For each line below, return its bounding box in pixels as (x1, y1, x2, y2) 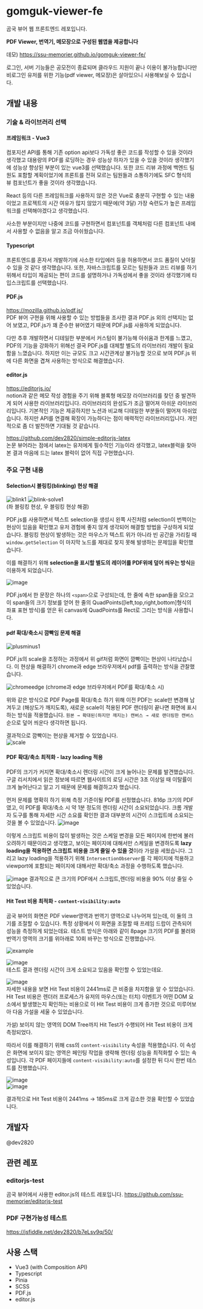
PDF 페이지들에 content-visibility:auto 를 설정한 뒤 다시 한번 (35, 1056, 186, 1063)
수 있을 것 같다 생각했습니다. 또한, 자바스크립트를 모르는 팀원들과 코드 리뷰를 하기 (6, 264, 197, 271)
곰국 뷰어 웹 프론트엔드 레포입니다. (6, 25, 87, 32)
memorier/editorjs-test (6, 1197, 63, 1205)
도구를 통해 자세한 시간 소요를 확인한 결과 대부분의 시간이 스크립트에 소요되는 (12, 811, 194, 819)
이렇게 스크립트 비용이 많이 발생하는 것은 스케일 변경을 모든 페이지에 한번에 (6, 832, 183, 839)
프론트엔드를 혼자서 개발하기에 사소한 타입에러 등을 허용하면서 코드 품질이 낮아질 (6, 256, 196, 263)
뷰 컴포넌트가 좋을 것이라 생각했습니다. (6, 179, 97, 186)
